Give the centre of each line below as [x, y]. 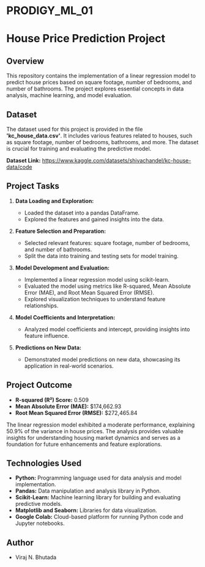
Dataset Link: [24, 160]
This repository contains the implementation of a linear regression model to [101, 76]
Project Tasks [33, 186]
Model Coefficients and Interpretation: [65, 317]
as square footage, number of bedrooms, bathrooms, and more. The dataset [102, 142]
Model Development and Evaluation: [62, 268]
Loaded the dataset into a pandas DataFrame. [82, 213]
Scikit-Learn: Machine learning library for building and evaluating [98, 497]
